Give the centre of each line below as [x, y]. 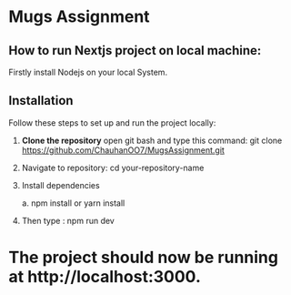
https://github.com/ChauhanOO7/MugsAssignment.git [123, 150]
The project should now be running [144, 258]
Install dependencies [61, 185]
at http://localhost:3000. [105, 277]
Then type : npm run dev [68, 220]
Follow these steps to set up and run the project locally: [112, 122]
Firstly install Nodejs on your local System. [88, 72]
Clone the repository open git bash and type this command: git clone [152, 140]
